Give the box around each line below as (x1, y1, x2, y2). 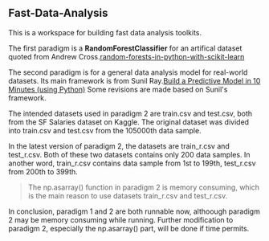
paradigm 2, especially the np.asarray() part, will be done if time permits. (8, 223, 250, 233)
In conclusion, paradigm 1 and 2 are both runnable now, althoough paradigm (8, 206, 261, 216)
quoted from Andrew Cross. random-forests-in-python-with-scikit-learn (8, 51, 245, 61)
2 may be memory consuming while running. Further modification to (8, 214, 234, 224)
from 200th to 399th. (8, 166, 78, 176)
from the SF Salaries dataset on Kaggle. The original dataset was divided (8, 116, 250, 127)
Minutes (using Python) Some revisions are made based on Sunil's (8, 84, 228, 94)
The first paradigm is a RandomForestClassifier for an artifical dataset (8, 43, 243, 53)
